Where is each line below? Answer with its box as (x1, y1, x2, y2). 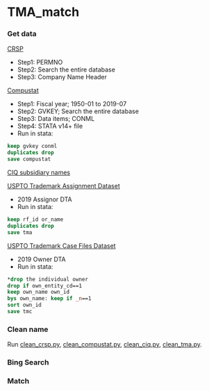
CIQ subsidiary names (7, 168, 71, 177)
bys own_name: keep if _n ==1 (7, 295, 92, 302)
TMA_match (7, 4, 80, 20)
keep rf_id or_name (7, 216, 64, 223)
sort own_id (7, 301, 42, 309)
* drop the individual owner (7, 276, 89, 283)
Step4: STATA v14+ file (17, 122, 83, 131)
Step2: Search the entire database (17, 65, 116, 74)
